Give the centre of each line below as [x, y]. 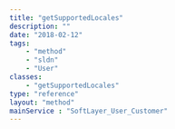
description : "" [40, 26]
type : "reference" [44, 94]
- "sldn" [42, 60]
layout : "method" [42, 102]
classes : [26, 77]
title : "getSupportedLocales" [67, 18]
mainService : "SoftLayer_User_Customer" [89, 111]
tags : [19, 43]
